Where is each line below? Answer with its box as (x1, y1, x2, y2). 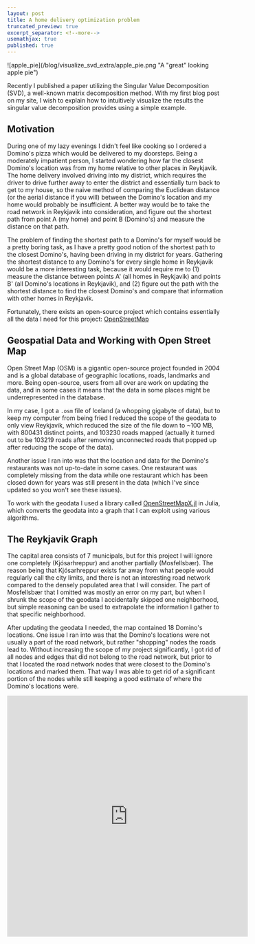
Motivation (7, 123, 55, 135)
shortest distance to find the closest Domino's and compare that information (7, 286, 223, 295)
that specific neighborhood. (7, 610, 86, 618)
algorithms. (7, 514, 39, 522)
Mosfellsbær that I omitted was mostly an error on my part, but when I (7, 588, 206, 596)
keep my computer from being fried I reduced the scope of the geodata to (7, 414, 217, 422)
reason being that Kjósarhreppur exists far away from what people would (7, 566, 214, 575)
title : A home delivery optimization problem (7, 17, 140, 23)
